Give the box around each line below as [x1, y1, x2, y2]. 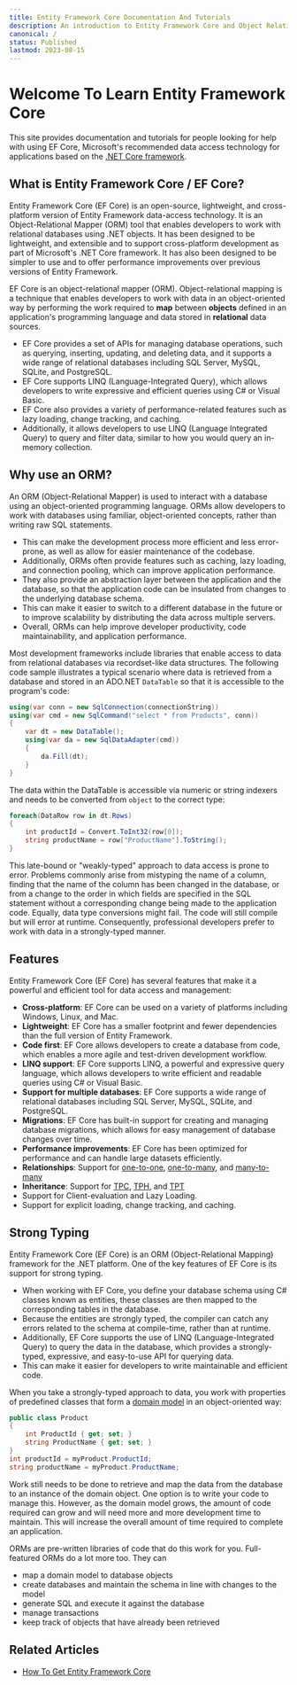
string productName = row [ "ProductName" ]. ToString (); [25, 836, 227, 845]
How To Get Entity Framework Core [21, 1665, 152, 1676]
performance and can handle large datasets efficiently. [21, 1152, 223, 1163]
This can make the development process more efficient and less [21, 536, 256, 547]
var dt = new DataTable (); [25, 728, 125, 737]
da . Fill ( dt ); [41, 752, 89, 761]
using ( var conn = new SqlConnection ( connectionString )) [9, 702, 219, 712]
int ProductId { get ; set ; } [25, 1430, 133, 1439]
